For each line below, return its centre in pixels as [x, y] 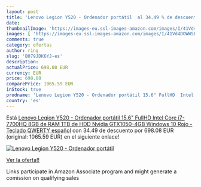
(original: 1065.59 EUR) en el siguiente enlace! [63, 137]
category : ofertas [29, 45]
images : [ [19, 34]
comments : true [25, 39]
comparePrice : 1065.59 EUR [40, 84]
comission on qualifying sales [43, 177]
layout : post [22, 12]
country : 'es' [24, 100]
